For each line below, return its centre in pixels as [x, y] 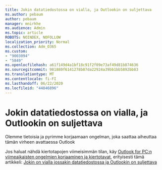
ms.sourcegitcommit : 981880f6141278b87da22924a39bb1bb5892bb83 [72, 70]
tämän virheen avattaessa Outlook [40, 142]
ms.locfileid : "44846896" [32, 88]
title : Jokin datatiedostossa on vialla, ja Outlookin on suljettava [79, 10]
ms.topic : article [24, 33]
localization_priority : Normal [37, 42]
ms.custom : [16, 51]
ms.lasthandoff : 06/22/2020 [34, 83]
